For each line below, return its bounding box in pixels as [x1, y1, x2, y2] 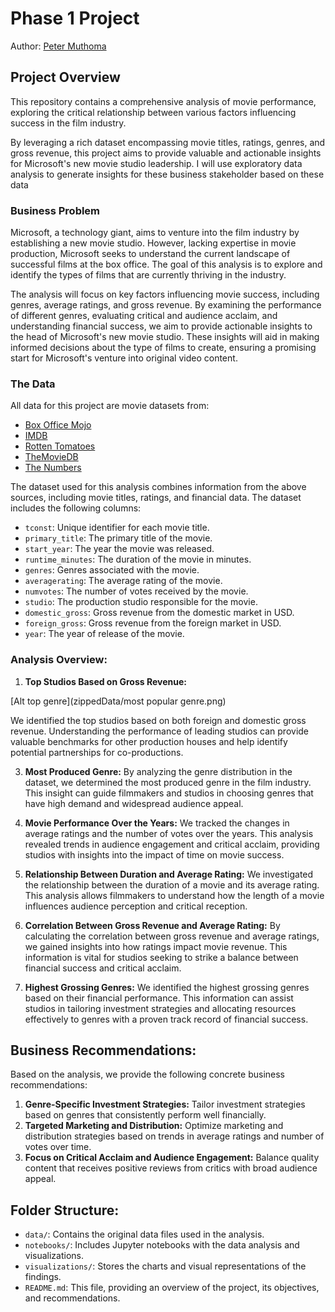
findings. [24, 1271, 62, 1283]
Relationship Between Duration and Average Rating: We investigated [24, 868, 314, 880]
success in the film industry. [10, 117, 127, 129]
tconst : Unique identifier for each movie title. [24, 522, 210, 534]
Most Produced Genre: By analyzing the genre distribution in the [24, 765, 293, 777]
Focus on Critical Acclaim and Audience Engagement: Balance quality [24, 1152, 320, 1164]
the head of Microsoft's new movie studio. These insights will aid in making [10, 331, 320, 343]
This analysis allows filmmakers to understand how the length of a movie [24, 889, 325, 901]
